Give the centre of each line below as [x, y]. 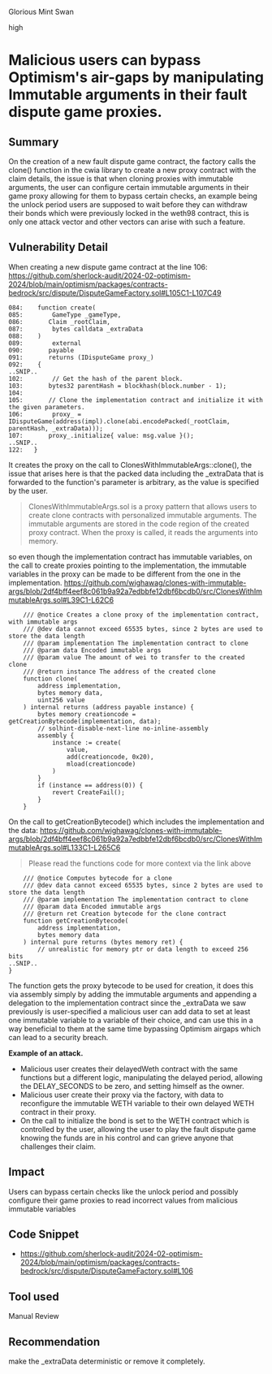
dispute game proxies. [85, 112]
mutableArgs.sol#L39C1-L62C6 [61, 599]
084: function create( [52, 308]
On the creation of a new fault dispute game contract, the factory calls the [132, 161]
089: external [45, 343]
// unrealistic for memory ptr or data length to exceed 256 [143, 949]
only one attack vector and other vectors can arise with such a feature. [127, 222]
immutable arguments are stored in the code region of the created [138, 524]
